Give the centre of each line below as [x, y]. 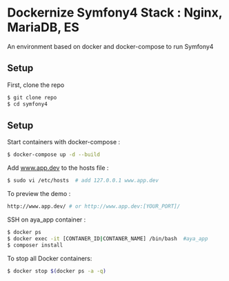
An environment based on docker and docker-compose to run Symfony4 [110, 46]
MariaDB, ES [43, 27]
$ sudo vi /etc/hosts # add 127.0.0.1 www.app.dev [83, 181]
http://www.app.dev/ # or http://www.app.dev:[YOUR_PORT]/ [94, 206]
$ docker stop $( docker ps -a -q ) [57, 271]
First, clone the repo [36, 85]
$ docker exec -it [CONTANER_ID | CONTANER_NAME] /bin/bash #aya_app [108, 239]
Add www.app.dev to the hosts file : [58, 168]
